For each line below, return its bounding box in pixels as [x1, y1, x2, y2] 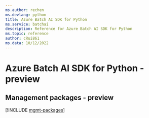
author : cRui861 [5, 36, 40, 41]
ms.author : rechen [5, 7, 44, 13]
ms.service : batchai [5, 21, 49, 27]
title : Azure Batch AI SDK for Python [5, 17, 87, 22]
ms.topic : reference [5, 31, 49, 36]
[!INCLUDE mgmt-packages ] [5, 107, 65, 113]
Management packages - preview [5, 94, 114, 102]
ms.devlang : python [5, 12, 47, 17]
